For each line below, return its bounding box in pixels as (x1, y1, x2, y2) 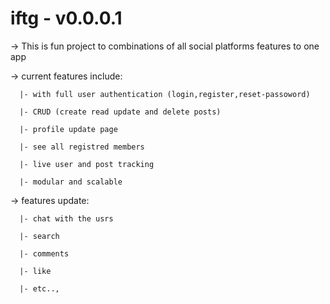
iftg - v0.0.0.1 (10, 7, 123, 30)
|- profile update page (19, 124, 118, 134)
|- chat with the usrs (19, 213, 114, 224)
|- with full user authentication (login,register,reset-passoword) (19, 89, 311, 99)
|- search (19, 231, 60, 241)
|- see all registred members (19, 142, 145, 152)
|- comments (19, 248, 70, 259)
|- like (19, 266, 52, 276)
